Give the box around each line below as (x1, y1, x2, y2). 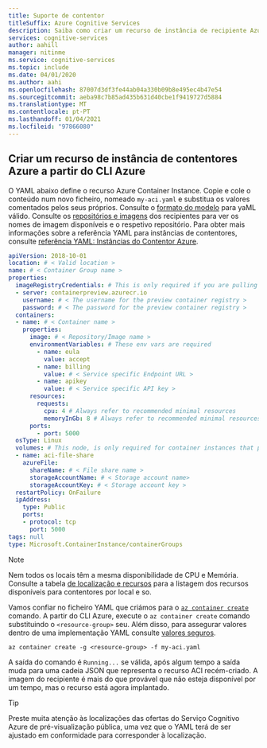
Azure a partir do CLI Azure (8, 165, 145, 178)
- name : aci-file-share (15, 451, 94, 460)
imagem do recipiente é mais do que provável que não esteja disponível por (8, 674, 257, 684)
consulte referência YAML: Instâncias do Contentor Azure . (8, 236, 199, 246)
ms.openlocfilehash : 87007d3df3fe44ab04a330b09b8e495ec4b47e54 (8, 85, 222, 94)
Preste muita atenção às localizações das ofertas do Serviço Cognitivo (8, 713, 240, 723)
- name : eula (37, 348, 80, 356)
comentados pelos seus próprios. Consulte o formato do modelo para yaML (8, 202, 257, 212)
